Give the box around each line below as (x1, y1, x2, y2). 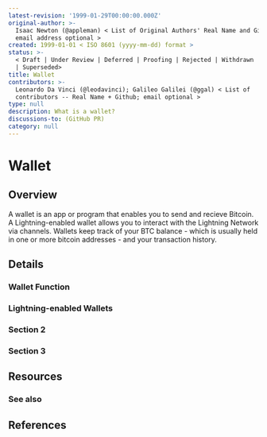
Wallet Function (8, 281, 70, 292)
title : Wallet (8, 71, 56, 79)
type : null (8, 100, 44, 108)
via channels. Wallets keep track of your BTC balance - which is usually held (8, 226, 258, 235)
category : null (8, 122, 59, 130)
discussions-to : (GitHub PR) (8, 115, 105, 123)
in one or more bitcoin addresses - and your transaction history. (8, 234, 217, 244)
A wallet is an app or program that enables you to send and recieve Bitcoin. (8, 209, 254, 218)
